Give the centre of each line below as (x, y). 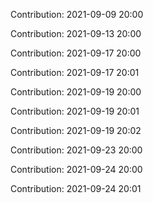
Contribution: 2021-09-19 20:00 (76, 92)
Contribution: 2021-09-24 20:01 (76, 188)
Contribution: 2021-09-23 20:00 (76, 150)
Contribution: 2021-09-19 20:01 (75, 111)
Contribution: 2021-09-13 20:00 (76, 33)
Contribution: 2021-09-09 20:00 (77, 14)
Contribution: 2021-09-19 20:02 (76, 130)
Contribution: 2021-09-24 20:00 (76, 169)
